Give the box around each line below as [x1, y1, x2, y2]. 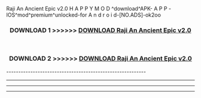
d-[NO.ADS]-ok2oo [113, 11, 162, 18]
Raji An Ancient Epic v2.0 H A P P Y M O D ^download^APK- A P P [6, 5, 167, 12]
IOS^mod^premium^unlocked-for [6, 11, 87, 18]
